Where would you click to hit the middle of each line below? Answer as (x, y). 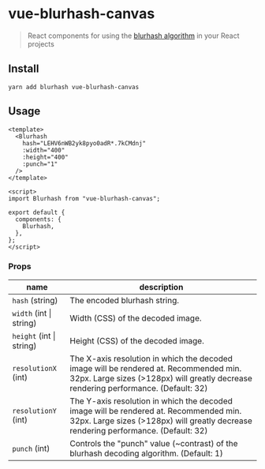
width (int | (32, 313)
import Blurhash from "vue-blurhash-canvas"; (84, 198)
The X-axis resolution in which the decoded (151, 358)
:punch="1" (40, 164)
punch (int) (31, 448)
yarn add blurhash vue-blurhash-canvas (74, 87)
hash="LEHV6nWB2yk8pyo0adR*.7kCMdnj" (84, 143)
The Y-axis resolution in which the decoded (151, 401)
